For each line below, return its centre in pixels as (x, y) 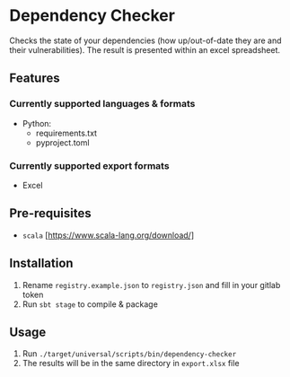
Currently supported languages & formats (102, 104)
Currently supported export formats (89, 165)
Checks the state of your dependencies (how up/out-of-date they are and (145, 40)
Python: (37, 123)
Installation (41, 263)
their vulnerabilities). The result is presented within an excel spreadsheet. (145, 49)
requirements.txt (66, 133)
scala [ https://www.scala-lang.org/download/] (108, 235)
